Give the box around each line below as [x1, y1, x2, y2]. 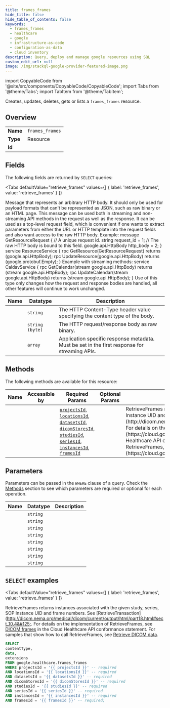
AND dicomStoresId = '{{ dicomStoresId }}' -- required [5, 679, 125, 684]
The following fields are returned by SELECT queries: [5, 174, 113, 180]
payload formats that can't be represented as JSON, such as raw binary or [5, 204, 160, 211]
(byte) [27, 327, 43, 332]
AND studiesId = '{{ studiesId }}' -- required [5, 684, 108, 689]
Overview [5, 113, 37, 121]
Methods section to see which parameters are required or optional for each [5, 485, 162, 491]
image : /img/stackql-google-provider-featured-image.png [5, 64, 128, 69]
